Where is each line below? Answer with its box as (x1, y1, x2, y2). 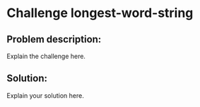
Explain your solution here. (6, 91, 84, 100)
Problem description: (6, 33, 102, 45)
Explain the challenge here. (6, 52, 86, 60)
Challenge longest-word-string (6, 5, 194, 21)
